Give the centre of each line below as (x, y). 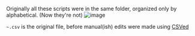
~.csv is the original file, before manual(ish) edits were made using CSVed (97, 27)
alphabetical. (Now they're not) (44, 15)
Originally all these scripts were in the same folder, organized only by (91, 9)
